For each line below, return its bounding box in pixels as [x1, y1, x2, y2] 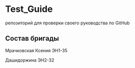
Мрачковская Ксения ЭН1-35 [5, 47, 67, 53]
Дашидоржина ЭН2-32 [5, 57, 54, 63]
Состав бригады [5, 34, 59, 43]
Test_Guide [5, 3, 53, 15]
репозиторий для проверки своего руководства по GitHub [5, 20, 130, 26]
